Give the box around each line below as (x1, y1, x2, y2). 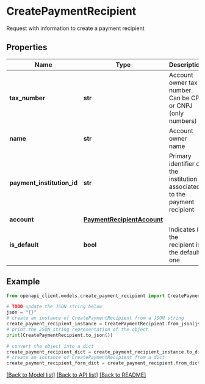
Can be (168, 94, 190, 102)
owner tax (168, 78, 198, 87)
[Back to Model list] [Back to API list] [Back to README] (6, 371, 146, 378)
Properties (6, 42, 48, 53)
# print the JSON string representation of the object (6, 326, 149, 333)
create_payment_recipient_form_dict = (6, 360, 105, 366)
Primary (168, 152, 192, 160)
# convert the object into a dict (6, 343, 95, 349)
